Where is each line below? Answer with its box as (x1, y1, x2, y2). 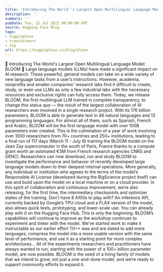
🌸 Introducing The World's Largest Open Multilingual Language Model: (5, 61, 146, 67)
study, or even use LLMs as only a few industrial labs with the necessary (5, 87, 150, 92)
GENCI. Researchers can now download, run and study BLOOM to (5, 153, 137, 159)
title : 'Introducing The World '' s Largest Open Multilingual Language (5, 7, 151, 12)
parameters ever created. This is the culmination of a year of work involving (5, 128, 156, 134)
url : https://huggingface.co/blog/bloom (5, 47, 88, 52)
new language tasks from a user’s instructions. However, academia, (5, 76, 140, 82)
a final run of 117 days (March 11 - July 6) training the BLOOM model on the (5, 138, 154, 144)
